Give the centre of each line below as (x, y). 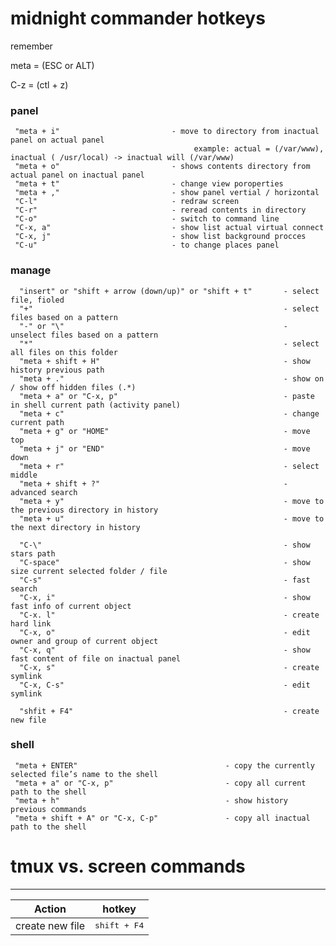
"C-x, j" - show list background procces (160, 237)
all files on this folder (64, 352)
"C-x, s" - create (169, 667)
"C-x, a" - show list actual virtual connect (169, 228)
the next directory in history (75, 527)
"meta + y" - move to (172, 501)
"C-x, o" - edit (165, 632)
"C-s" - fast (165, 580)
